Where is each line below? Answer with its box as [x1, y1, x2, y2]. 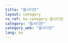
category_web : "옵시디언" [5, 26, 55, 31]
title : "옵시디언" [5, 7, 39, 12]
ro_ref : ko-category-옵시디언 [5, 16, 64, 21]
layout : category [5, 12, 41, 17]
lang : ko [5, 30, 23, 35]
